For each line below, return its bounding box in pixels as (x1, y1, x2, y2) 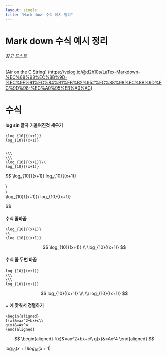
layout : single (5, 7, 37, 13)
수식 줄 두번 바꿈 (5, 257, 37, 263)
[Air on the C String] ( (5, 69, 50, 75)
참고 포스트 (5, 53, 27, 59)
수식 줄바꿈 (5, 215, 27, 221)
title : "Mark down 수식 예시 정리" (5, 12, 73, 17)
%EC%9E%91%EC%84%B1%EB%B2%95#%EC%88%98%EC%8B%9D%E (5, 79, 162, 85)
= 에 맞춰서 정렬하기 (5, 302, 44, 308)
